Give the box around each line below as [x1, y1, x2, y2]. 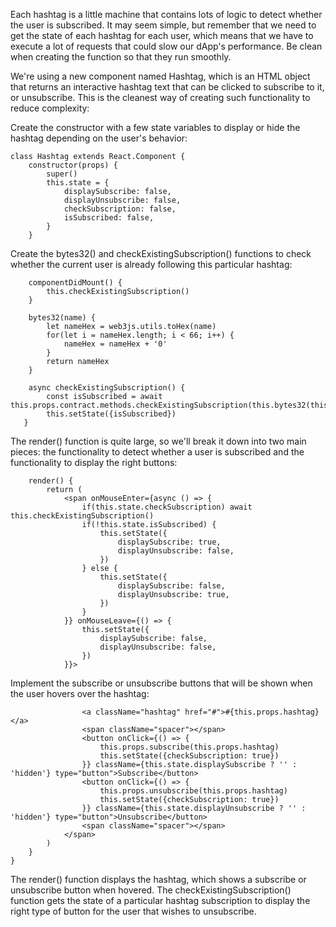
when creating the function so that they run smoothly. [10, 51, 232, 63]
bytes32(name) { [28, 313, 97, 323]
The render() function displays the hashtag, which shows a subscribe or [10, 874, 307, 885]
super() [46, 169, 78, 179]
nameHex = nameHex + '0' [63, 339, 168, 349]
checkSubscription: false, [63, 204, 177, 214]
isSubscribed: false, [63, 213, 155, 223]
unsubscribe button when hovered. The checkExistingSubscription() [10, 884, 292, 896]
